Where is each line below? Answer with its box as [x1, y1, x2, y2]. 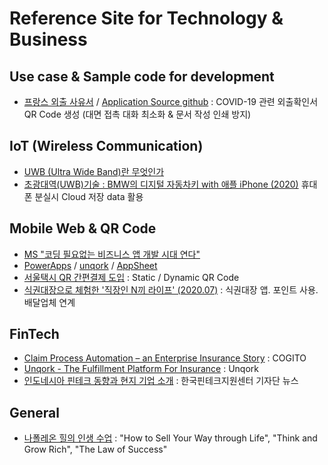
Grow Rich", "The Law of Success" [23, 443, 168, 456]
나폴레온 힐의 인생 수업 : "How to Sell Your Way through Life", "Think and [23, 432, 318, 444]
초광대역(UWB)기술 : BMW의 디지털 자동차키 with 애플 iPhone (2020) [23, 178, 299, 190]
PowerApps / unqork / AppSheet [23, 259, 158, 271]
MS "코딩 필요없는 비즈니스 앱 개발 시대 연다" [23, 248, 201, 260]
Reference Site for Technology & [9, 7, 284, 30]
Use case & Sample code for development [9, 68, 275, 85]
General [9, 404, 61, 421]
